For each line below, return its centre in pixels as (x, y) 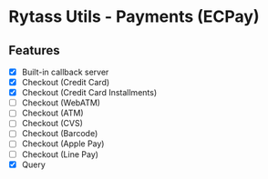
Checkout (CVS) (52, 124)
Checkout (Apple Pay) (63, 144)
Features (34, 50)
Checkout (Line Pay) (60, 154)
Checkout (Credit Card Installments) (89, 93)
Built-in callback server (65, 72)
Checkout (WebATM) (61, 103)
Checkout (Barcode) (60, 134)
